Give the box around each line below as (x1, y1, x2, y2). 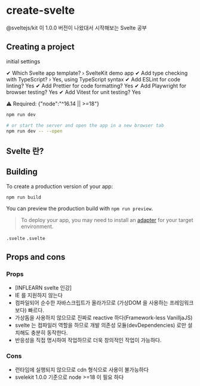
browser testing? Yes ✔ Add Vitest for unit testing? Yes (6, 88, 141, 96)
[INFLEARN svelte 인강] (14, 284, 72, 291)
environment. (20, 223, 54, 230)
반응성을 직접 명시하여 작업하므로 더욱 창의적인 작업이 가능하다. (14, 336, 162, 344)
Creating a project (6, 42, 75, 52)
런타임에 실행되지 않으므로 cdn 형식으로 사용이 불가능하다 (14, 366, 149, 373)
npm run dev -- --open (6, 128, 63, 134)
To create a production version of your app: (6, 183, 113, 190)
